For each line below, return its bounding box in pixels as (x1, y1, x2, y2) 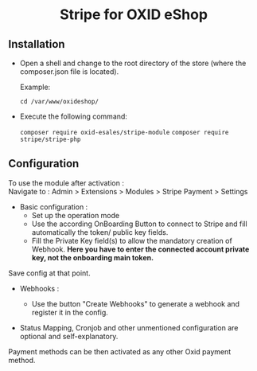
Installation (8, 37, 65, 51)
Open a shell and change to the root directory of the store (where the (19, 58, 247, 68)
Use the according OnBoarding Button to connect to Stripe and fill (31, 219, 248, 228)
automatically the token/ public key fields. (31, 227, 169, 236)
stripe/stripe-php (19, 135, 81, 143)
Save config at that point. (8, 268, 91, 278)
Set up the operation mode (31, 210, 120, 220)
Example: (19, 82, 51, 92)
